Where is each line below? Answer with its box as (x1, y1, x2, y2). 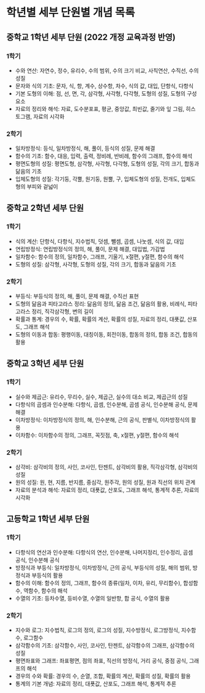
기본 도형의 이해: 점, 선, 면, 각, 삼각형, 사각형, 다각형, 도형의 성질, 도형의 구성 (15, 89, 197, 97)
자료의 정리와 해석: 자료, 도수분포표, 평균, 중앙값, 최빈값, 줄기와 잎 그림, (15, 105, 185, 112)
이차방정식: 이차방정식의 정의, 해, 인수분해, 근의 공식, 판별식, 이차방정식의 (15, 416, 190, 423)
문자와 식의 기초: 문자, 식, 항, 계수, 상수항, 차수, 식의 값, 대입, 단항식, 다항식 (15, 82, 194, 89)
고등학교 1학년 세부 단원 (6, 513, 90, 524)
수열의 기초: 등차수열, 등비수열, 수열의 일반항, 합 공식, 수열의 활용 (15, 594, 170, 602)
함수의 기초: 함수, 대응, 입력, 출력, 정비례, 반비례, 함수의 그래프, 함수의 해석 (15, 153, 193, 160)
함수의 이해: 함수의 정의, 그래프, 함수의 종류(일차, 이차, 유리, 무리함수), (15, 579, 182, 586)
